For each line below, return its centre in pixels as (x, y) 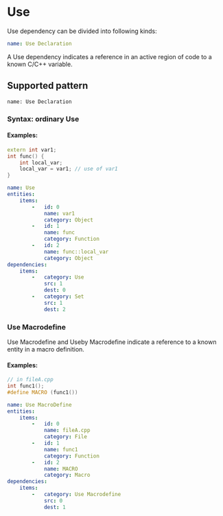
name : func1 (61, 449)
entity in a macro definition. (46, 349)
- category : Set (58, 297)
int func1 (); (26, 386)
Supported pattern (48, 86)
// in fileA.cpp (30, 380)
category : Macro (67, 475)
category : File (66, 437)
